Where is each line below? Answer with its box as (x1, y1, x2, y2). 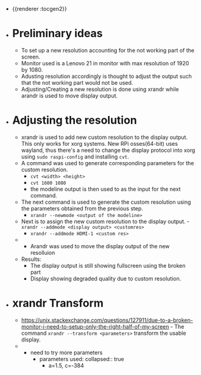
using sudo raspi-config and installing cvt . (21, 152, 129, 160)
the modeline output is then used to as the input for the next (30, 185, 181, 193)
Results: (21, 255, 41, 263)
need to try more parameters (30, 349, 103, 356)
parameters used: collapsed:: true (39, 355, 124, 362)
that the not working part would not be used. (21, 79, 133, 86)
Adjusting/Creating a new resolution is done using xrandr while (21, 85, 179, 93)
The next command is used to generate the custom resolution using (21, 198, 191, 205)
